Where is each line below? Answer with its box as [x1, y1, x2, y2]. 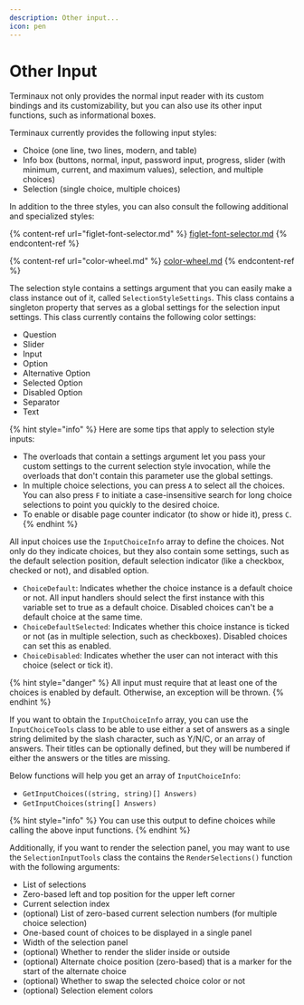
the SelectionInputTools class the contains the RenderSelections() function [9, 852, 293, 863]
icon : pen [9, 22, 47, 31]
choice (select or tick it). [22, 659, 113, 671]
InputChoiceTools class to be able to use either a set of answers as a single [9, 724, 290, 735]
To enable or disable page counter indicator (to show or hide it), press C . [22, 509, 292, 520]
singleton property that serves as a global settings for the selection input [9, 302, 280, 313]
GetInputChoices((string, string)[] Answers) [22, 790, 197, 799]
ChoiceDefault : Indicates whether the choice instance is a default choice [22, 582, 293, 594]
